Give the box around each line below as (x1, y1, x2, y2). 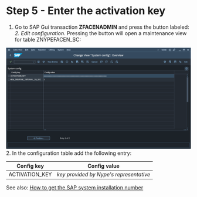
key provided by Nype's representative (56, 171, 151, 178)
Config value (87, 162, 120, 169)
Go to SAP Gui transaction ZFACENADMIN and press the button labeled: (14, 23, 189, 30)
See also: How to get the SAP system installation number (6, 184, 144, 191)
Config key (16, 162, 44, 169)
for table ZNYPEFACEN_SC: (14, 36, 81, 43)
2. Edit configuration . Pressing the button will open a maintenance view (14, 29, 187, 36)
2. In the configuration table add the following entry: (6, 150, 132, 157)
